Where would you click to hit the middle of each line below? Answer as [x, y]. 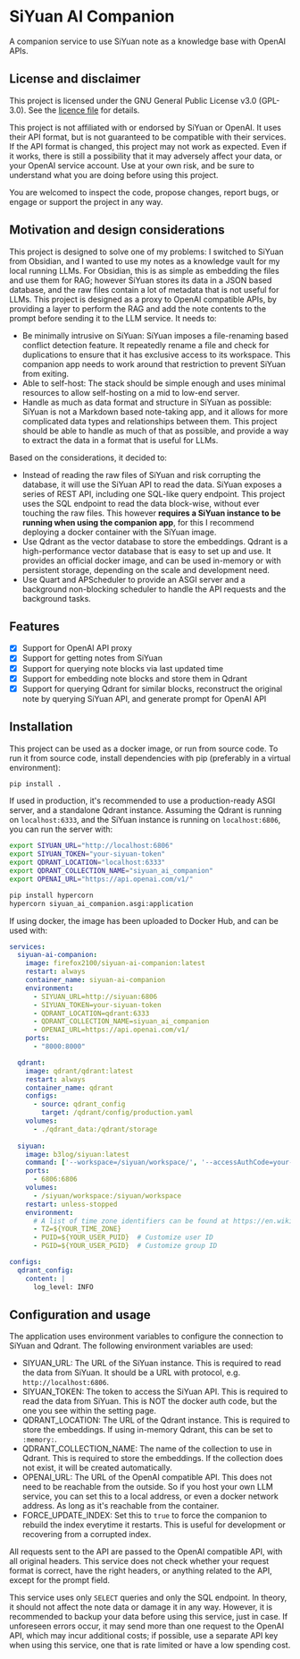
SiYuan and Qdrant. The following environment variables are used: [131, 1346]
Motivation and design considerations [117, 230]
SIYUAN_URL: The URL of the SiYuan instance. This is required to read [151, 1364]
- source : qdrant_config [79, 1104]
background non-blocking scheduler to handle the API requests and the [154, 589]
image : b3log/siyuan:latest [77, 1154]
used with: [29, 930]
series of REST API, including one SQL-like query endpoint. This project [154, 493]
